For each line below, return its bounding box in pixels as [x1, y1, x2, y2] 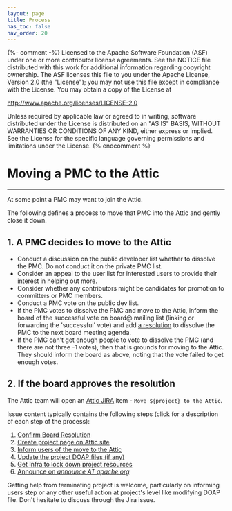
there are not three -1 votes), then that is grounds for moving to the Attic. [17, 343, 224, 351]
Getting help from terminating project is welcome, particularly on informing [7, 480, 220, 489]
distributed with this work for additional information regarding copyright [7, 63, 211, 71]
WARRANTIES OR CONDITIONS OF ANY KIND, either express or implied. [7, 127, 213, 135]
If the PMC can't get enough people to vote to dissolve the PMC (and [17, 336, 214, 344]
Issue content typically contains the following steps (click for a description [7, 410, 219, 418]
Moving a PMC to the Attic [7, 166, 160, 182]
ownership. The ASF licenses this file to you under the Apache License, [7, 71, 211, 79]
